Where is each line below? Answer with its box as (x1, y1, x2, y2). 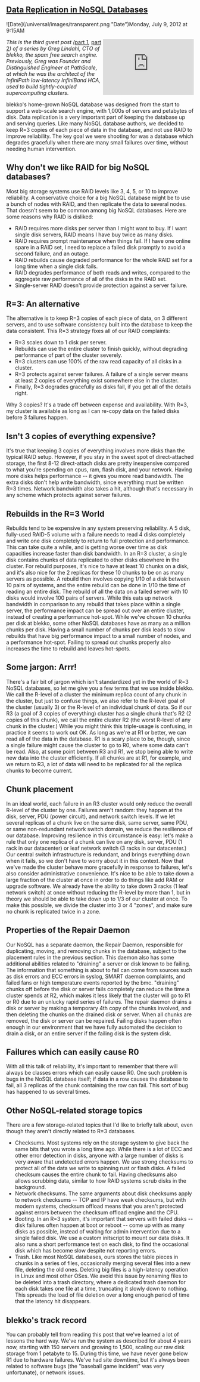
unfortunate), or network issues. (6, 1369, 85, 1376)
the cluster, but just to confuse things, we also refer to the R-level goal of (6, 697, 185, 704)
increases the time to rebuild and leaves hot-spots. (6, 645, 131, 652)
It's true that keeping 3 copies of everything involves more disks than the (6, 447, 186, 454)
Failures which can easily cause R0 (6, 1047, 139, 1057)
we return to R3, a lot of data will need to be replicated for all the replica (6, 760, 182, 767)
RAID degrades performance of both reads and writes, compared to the (14, 269, 190, 276)
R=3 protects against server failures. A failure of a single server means (14, 371, 189, 378)
